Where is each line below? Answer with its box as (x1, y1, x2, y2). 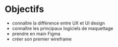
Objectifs (5, 3, 44, 15)
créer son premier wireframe (12, 36, 72, 42)
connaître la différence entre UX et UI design (12, 20, 105, 26)
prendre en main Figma (12, 30, 61, 36)
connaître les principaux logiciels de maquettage (12, 25, 113, 31)
